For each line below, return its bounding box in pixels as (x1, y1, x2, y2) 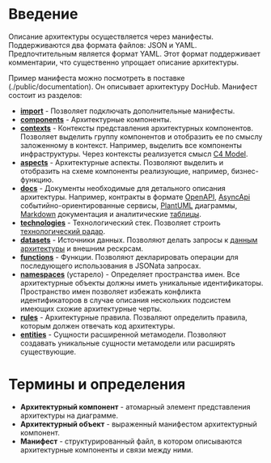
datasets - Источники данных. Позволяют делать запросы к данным (19, 235, 258, 244)
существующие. (19, 346, 77, 356)
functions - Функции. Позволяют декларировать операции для (19, 252, 239, 261)
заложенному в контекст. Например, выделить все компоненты (19, 140, 243, 150)
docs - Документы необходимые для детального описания (19, 183, 227, 193)
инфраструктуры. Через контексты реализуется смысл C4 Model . (19, 149, 248, 159)
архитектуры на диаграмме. (19, 410, 119, 420)
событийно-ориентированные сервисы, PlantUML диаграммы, (19, 200, 238, 210)
